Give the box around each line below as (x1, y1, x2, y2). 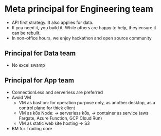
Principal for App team (4, 77, 74, 85)
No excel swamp (11, 62, 45, 68)
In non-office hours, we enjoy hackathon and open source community (11, 35, 152, 41)
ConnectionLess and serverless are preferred (11, 89, 103, 95)
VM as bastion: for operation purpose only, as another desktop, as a (18, 99, 156, 105)
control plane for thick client (18, 105, 75, 111)
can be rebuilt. (11, 30, 41, 36)
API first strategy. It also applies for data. (11, 19, 93, 25)
